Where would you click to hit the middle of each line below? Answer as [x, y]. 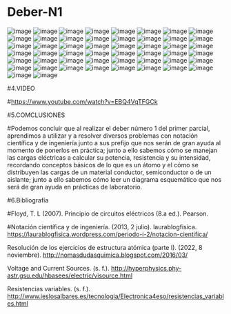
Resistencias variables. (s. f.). [49, 289]
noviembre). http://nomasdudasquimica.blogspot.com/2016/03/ [98, 255]
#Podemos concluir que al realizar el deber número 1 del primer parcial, [109, 128]
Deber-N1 [35, 12]
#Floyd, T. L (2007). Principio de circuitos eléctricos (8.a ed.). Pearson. [108, 213]
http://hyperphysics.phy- [146, 268]
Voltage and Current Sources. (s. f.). [59, 268]
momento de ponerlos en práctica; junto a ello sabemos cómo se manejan [112, 150]
